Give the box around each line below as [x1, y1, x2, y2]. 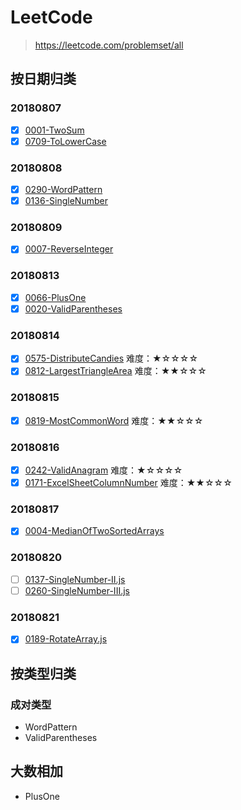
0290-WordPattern [24, 184, 103, 196]
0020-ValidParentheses [24, 302, 123, 315]
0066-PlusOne [24, 291, 87, 303]
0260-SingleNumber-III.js [24, 584, 130, 596]
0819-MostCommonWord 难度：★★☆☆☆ [24, 414, 204, 426]
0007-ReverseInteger [24, 243, 114, 255]
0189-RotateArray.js [24, 633, 108, 645]
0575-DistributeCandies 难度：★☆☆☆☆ [24, 352, 199, 365]
